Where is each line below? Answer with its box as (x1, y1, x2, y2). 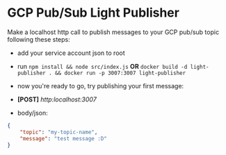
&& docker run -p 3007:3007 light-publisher (54, 70, 186, 76)
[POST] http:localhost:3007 (17, 95, 97, 104)
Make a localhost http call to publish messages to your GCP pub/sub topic (7, 28, 220, 36)
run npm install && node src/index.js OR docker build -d (17, 62, 188, 70)
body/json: (17, 108, 49, 117)
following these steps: (7, 35, 71, 43)
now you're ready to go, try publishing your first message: (17, 81, 184, 90)
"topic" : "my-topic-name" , (19, 129, 98, 136)
